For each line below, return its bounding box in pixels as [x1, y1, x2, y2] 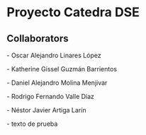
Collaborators [6, 33, 69, 45]
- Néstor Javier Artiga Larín [6, 106, 86, 114]
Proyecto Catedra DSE [6, 4, 140, 20]
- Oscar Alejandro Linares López [6, 51, 101, 59]
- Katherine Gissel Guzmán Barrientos [6, 65, 118, 73]
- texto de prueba [6, 119, 58, 128]
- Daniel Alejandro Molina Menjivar [6, 78, 108, 87]
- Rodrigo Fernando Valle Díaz [6, 93, 95, 100]
